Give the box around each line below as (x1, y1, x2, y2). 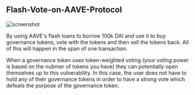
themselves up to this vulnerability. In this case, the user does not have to (6, 69, 187, 76)
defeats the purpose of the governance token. (6, 82, 119, 89)
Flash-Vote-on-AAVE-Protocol (6, 5, 122, 15)
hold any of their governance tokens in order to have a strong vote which (6, 75, 185, 82)
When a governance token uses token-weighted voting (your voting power (6, 56, 189, 63)
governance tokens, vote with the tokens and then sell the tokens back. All (6, 38, 189, 45)
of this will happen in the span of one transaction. (6, 45, 128, 52)
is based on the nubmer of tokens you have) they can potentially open (6, 63, 178, 70)
